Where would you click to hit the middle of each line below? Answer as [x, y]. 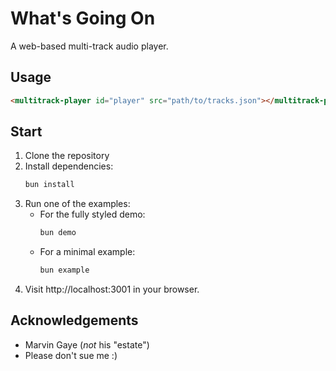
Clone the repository [67, 156]
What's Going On [83, 18]
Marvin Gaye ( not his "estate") [87, 344]
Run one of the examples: [77, 204]
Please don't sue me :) [71, 355]
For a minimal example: [87, 252]
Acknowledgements [74, 320]
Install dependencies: [69, 166]
